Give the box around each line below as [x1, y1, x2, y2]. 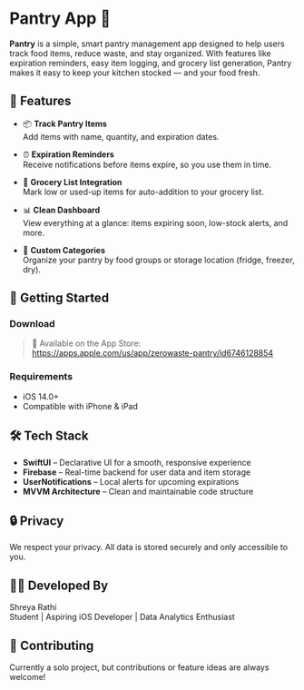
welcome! [9, 671, 46, 682]
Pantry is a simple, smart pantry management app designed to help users [9, 38, 285, 49]
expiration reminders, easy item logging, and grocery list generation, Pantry [9, 57, 292, 68]
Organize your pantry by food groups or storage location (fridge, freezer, [22, 254, 295, 265]
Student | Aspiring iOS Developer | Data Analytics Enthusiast [9, 612, 236, 623]
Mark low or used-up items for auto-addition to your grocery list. [22, 186, 265, 197]
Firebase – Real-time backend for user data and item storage [22, 467, 251, 478]
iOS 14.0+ [22, 390, 59, 402]
